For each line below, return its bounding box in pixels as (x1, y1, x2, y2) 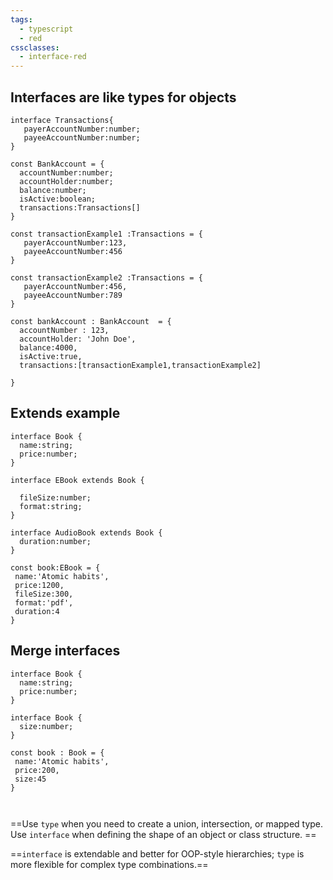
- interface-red (19, 52, 87, 62)
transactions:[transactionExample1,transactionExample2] (19, 360, 262, 370)
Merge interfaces (10, 642, 121, 660)
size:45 (14, 774, 47, 784)
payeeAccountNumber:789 (23, 290, 123, 300)
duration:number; (19, 536, 92, 546)
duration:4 (14, 606, 60, 616)
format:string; (19, 501, 83, 511)
